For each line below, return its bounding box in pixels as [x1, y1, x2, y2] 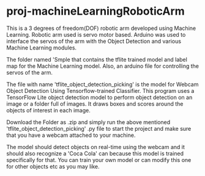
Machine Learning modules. [6, 44, 77, 51]
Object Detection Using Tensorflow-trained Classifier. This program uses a [6, 87, 195, 94]
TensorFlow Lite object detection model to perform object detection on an [6, 94, 193, 101]
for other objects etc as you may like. [6, 163, 100, 170]
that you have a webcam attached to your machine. [6, 131, 136, 139]
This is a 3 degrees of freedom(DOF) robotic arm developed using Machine [6, 24, 196, 32]
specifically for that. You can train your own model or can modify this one [6, 156, 192, 163]
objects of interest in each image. [6, 106, 91, 114]
